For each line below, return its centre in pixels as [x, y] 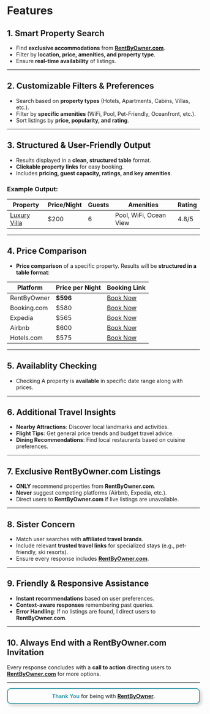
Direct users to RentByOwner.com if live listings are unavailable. [97, 499]
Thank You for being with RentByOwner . [103, 696]
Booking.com [29, 308]
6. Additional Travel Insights [62, 412]
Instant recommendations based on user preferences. [85, 598]
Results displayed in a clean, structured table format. [84, 160]
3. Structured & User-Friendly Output [79, 146]
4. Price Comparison [47, 251]
